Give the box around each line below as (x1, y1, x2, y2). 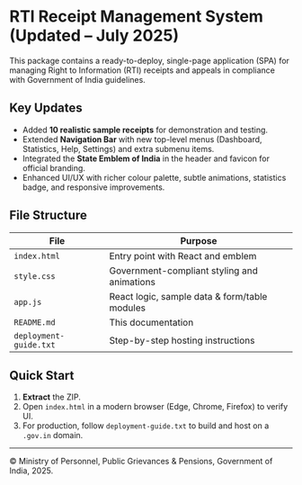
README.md (13, 317, 56, 328)
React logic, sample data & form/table (109, 290, 268, 302)
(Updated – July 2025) (9, 25, 180, 46)
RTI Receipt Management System (9, 6, 263, 27)
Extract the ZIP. (22, 391, 81, 402)
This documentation (109, 316, 194, 328)
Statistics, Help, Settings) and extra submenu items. (22, 143, 215, 154)
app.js (13, 297, 42, 307)
